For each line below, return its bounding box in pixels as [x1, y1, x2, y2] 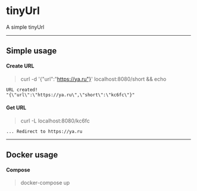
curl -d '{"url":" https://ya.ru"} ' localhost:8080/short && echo [20, 75, 167, 83]
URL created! [6, 87, 38, 93]
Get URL [6, 104, 26, 111]
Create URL [6, 62, 35, 69]
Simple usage [6, 46, 57, 56]
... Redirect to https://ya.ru [6, 128, 83, 134]
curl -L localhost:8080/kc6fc [20, 117, 90, 124]
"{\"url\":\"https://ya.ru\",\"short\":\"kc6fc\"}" [6, 92, 135, 98]
